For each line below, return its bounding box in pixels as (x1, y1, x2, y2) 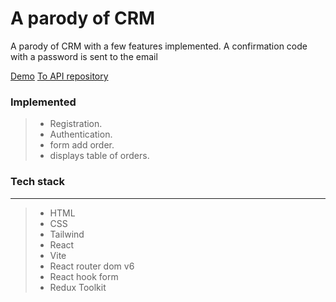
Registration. (49, 118, 103, 130)
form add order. (49, 139, 115, 151)
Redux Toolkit (49, 281, 107, 293)
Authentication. (49, 128, 113, 141)
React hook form (49, 270, 119, 282)
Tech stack (10, 175, 65, 189)
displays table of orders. (49, 150, 150, 162)
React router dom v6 (49, 260, 135, 272)
